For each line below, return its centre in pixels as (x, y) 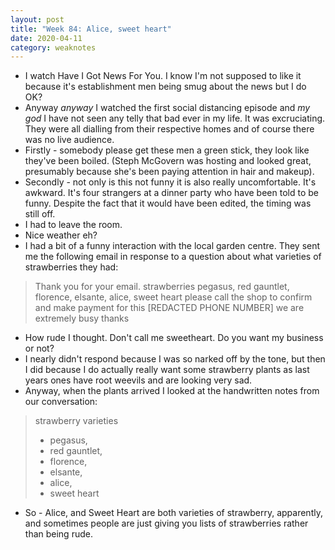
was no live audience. (69, 140)
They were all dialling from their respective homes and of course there (169, 129)
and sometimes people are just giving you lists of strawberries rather (166, 523)
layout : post (37, 19)
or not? (39, 348)
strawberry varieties (76, 421)
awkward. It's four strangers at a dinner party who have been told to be (171, 193)
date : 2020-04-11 (46, 38)
